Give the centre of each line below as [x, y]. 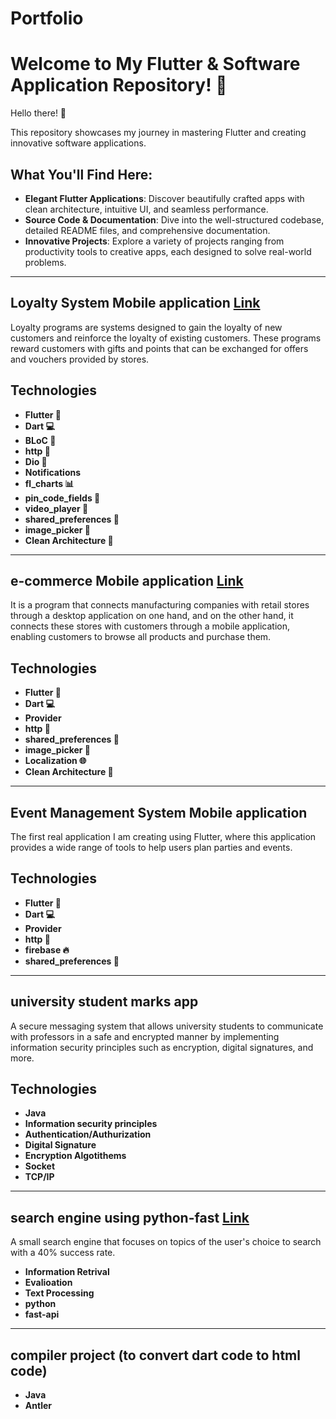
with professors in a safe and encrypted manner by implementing [145, 1036]
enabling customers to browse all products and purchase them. [141, 637]
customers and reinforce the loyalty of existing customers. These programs [166, 338]
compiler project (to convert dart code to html [155, 1355]
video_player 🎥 [56, 508]
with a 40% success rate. [63, 1253]
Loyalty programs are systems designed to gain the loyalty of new [146, 327]
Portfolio [47, 18]
